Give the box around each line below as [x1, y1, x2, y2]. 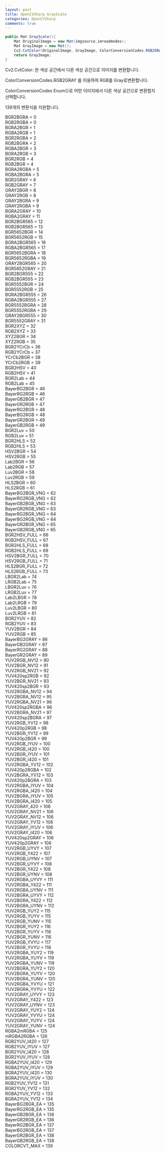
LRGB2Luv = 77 [5, 589, 37, 595]
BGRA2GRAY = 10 [5, 208, 41, 214]
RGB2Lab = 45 [5, 380, 35, 386]
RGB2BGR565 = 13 [5, 224, 43, 230]
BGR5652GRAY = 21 [5, 265, 46, 271]
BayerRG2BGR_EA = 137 [5, 1122, 55, 1128]
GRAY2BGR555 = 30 [5, 313, 47, 318]
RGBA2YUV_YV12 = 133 [5, 1091, 53, 1096]
